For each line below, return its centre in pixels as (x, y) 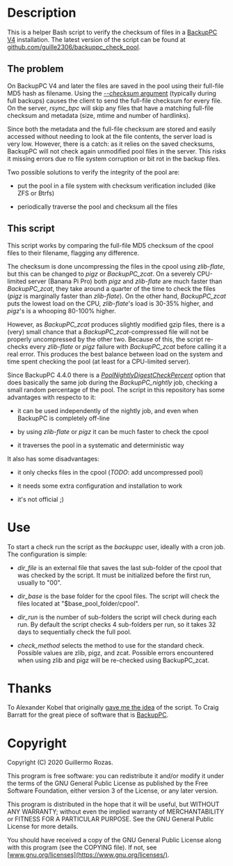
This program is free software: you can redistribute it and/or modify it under (115, 776)
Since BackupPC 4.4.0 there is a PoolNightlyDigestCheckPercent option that (116, 375)
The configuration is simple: (47, 554)
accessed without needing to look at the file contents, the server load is (110, 136)
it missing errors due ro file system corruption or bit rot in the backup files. (114, 158)
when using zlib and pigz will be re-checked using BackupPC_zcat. (113, 660)
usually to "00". (39, 582)
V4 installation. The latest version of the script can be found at (96, 39)
